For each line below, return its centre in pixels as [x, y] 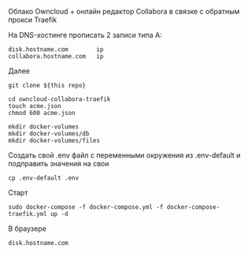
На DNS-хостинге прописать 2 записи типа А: [85, 35]
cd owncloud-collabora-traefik [59, 99]
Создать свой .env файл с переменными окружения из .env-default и [124, 155]
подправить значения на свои [59, 164]
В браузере [28, 229]
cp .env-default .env [44, 178]
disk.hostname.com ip [56, 50]
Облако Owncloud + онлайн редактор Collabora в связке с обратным [124, 11]
